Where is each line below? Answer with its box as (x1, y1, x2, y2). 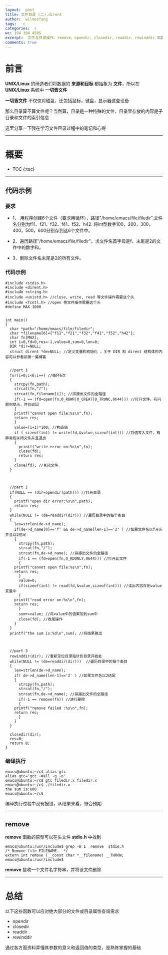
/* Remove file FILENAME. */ (5, 848, 68, 853)
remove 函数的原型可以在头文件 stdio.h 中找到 (5, 834, 101, 840)
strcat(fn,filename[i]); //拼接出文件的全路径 (14, 391, 106, 396)
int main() (5, 317, 28, 323)
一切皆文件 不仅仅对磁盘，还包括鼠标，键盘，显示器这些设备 (5, 97, 129, 103)
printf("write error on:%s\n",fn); (18, 444, 93, 449)
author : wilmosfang (5, 17, 48, 22)
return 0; (9, 741, 30, 746)
